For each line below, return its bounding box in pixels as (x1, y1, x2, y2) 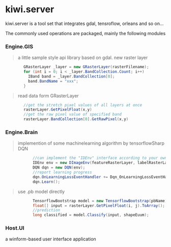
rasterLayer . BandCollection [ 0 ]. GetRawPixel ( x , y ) (23, 117, 129, 122)
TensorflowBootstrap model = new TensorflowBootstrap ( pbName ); (32, 198, 169, 203)
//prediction (32, 208, 60, 213)
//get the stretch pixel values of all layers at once (23, 102, 142, 107)
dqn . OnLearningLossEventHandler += (32, 174, 108, 179)
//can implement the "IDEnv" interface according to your (32, 155, 158, 161)
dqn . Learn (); (32, 179, 60, 184)
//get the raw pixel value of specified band (23, 112, 122, 117)
